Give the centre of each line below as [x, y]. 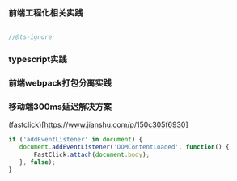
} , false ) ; [38, 162]
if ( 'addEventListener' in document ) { [76, 140]
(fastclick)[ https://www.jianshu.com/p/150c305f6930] [98, 125]
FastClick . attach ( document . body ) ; [92, 155]
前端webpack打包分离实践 [60, 83]
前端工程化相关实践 [46, 12]
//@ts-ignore [30, 37]
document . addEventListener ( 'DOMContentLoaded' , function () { [124, 147]
